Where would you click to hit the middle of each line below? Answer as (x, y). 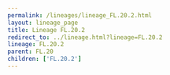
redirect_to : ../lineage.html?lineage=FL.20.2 (85, 37)
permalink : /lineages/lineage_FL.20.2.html (80, 15)
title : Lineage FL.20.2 (46, 30)
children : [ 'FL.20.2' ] (44, 59)
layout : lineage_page (43, 23)
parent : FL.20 (31, 52)
